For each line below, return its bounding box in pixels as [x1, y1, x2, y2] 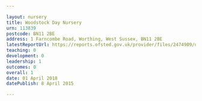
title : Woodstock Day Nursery [6, 19, 82, 26]
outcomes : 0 [6, 64, 36, 70]
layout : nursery [6, 14, 47, 20]
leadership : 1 [6, 58, 42, 65]
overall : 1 [6, 69, 34, 75]
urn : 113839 [6, 25, 36, 31]
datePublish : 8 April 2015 [6, 81, 74, 87]
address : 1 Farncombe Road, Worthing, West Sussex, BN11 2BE [6, 36, 163, 42]
